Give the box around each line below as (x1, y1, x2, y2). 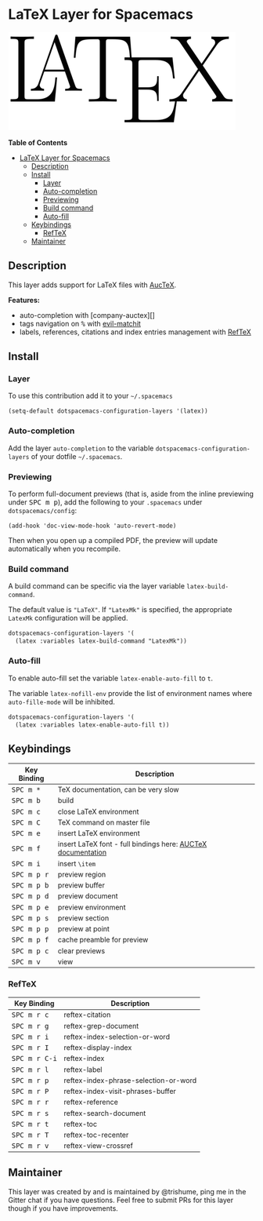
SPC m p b (11, 881, 49, 890)
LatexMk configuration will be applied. (8, 614, 128, 623)
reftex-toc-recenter (63, 1130, 129, 1139)
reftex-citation (63, 1010, 111, 1019)
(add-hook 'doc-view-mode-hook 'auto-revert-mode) (8, 522, 177, 530)
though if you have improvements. (8, 1203, 119, 1213)
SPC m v (11, 957, 41, 966)
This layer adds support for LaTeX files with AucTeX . (8, 280, 177, 290)
